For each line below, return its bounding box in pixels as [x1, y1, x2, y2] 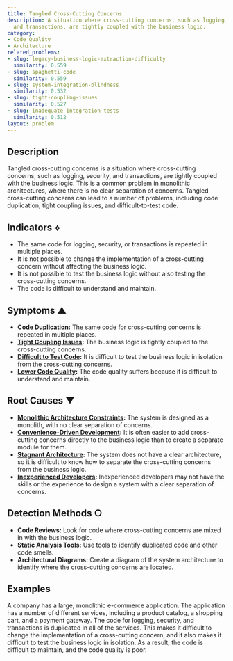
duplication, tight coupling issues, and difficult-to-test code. [7, 201, 179, 209]
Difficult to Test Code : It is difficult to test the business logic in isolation [17, 352, 223, 360]
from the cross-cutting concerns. [17, 360, 112, 368]
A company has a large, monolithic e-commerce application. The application [7, 601, 225, 610]
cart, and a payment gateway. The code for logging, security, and [7, 616, 194, 625]
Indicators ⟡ [7, 221, 61, 233]
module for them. [17, 443, 67, 451]
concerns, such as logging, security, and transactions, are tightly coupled [7, 172, 217, 180]
